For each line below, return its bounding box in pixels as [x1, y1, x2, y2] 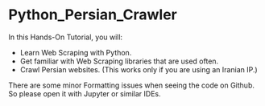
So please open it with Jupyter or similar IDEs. [8, 88, 161, 98]
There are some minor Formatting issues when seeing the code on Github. [8, 80, 255, 90]
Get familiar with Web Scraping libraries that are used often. [19, 56, 219, 66]
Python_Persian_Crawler [8, 6, 177, 24]
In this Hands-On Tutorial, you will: [8, 32, 123, 42]
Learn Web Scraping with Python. [19, 47, 132, 57]
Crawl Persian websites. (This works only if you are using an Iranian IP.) [19, 64, 258, 74]
